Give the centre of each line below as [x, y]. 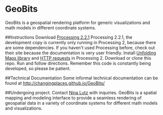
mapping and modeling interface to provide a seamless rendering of [73, 98]
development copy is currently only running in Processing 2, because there [81, 42]
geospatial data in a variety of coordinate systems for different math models [81, 103]
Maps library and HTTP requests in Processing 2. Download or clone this [78, 58]
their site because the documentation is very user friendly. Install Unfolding [81, 53]
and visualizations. [24, 108]
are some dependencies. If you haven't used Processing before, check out [80, 47]
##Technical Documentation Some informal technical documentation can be [81, 78]
